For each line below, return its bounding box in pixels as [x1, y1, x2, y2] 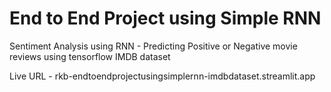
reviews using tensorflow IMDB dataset [9, 50, 171, 62]
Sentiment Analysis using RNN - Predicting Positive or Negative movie [9, 40, 298, 52]
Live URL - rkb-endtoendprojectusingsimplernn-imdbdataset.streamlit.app [9, 70, 316, 82]
